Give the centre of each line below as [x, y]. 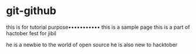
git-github [31, 11]
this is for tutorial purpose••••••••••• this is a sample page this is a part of [98, 27]
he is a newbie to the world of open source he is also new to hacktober [92, 45]
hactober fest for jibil [31, 33]
